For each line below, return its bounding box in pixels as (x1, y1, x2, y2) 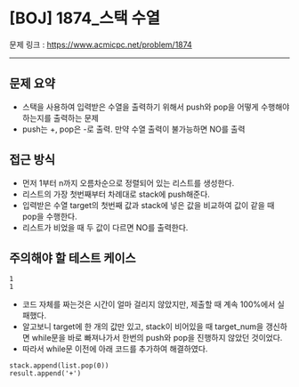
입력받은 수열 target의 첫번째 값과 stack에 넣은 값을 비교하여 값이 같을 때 (21, 199, 275, 210)
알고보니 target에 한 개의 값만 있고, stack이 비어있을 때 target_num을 (21, 321, 264, 332)
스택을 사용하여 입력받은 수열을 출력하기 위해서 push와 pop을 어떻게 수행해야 (21, 101, 290, 112)
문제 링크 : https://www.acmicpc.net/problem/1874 (9, 39, 193, 50)
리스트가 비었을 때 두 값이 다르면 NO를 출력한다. (21, 222, 189, 232)
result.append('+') (9, 369, 82, 378)
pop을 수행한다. (21, 211, 77, 222)
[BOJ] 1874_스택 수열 (9, 8, 161, 28)
